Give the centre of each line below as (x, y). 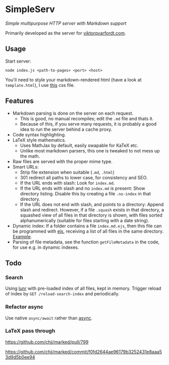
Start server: (18, 61)
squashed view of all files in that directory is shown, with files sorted (91, 215)
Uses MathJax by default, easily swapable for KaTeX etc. (79, 145)
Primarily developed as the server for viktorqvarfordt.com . (66, 33)
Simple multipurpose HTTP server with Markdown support (66, 23)
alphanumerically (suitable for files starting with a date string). (84, 220)
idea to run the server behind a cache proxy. (66, 129)
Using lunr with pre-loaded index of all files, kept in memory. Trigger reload (83, 288)
